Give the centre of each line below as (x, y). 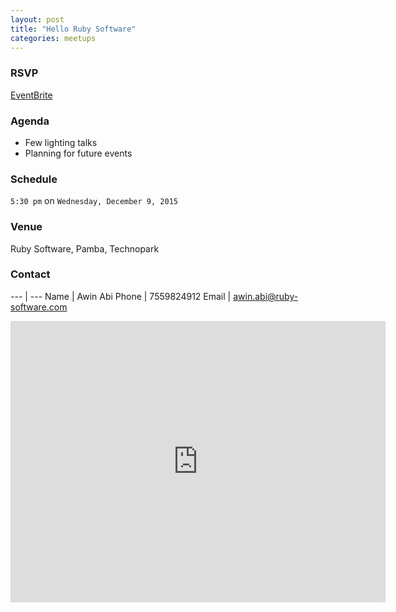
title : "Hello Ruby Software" (73, 29)
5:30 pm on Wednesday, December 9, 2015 (94, 201)
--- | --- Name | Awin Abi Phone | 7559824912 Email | (121, 296)
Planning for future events (78, 153)
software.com (39, 307)
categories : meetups (53, 38)
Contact (30, 274)
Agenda (30, 121)
